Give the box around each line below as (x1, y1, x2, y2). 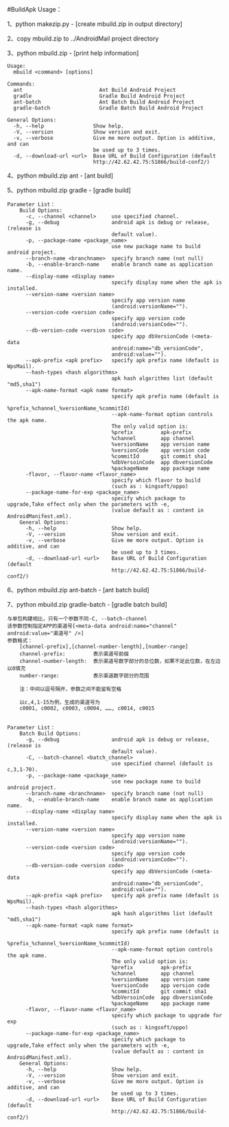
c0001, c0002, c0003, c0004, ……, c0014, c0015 (19, 705, 155, 712)
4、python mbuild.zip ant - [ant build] (7, 171, 114, 180)
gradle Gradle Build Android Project (13, 93, 186, 99)
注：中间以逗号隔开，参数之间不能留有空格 (19, 686, 122, 692)
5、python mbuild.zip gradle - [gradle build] (7, 186, 132, 194)
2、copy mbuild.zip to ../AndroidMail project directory (7, 34, 159, 43)
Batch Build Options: (19, 730, 81, 737)
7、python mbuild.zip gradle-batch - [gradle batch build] (7, 601, 168, 608)
